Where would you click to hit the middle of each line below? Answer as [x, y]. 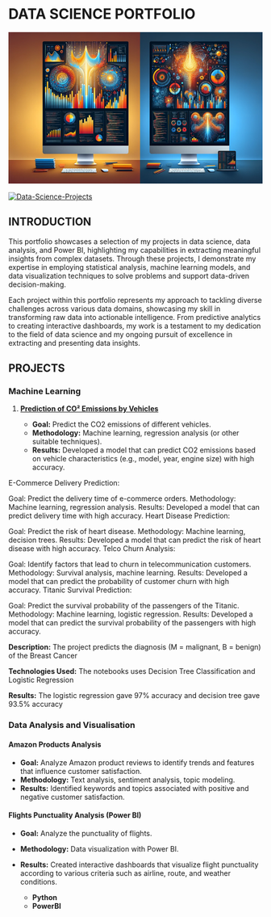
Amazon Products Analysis [55, 744]
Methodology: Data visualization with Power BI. [99, 848]
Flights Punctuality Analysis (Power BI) [75, 815]
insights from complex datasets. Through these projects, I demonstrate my [132, 259]
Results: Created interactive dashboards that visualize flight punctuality [139, 864]
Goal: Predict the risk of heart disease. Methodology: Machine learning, [127, 532]
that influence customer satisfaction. [81, 771]
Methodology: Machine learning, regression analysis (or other [135, 433]
